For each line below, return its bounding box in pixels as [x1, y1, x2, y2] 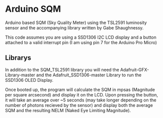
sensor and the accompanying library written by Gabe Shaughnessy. [5, 24, 144, 30]
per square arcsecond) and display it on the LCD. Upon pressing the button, [5, 92, 158, 97]
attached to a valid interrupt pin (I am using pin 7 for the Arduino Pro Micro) [5, 39, 157, 45]
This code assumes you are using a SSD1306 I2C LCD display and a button [5, 34, 157, 40]
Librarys [5, 54, 31, 62]
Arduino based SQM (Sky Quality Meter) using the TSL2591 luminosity [5, 20, 147, 25]
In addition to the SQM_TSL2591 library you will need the [5, 67, 119, 72]
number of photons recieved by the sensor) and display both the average [5, 102, 153, 108]
